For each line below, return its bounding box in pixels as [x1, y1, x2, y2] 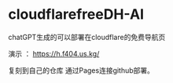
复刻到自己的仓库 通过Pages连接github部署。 [8, 65, 155, 75]
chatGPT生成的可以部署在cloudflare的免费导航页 [8, 32, 166, 41]
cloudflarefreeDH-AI [8, 5, 144, 23]
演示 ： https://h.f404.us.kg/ [8, 49, 100, 58]
